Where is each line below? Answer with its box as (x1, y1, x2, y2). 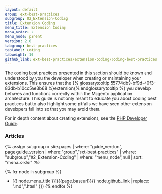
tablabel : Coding (5, 48, 40, 52)
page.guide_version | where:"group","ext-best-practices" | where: (5, 149, 137, 155)
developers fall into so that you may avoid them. (5, 106, 101, 112)
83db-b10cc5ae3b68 (5, 85, 48, 91)
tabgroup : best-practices (5, 43, 57, 48)
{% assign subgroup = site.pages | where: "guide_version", (5, 144, 123, 149)
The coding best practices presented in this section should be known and (5, 70, 152, 76)
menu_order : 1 (5, 30, 34, 34)
